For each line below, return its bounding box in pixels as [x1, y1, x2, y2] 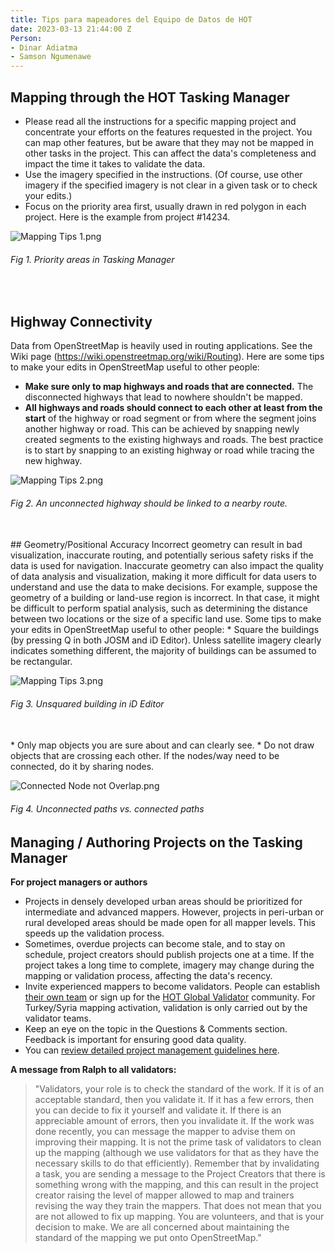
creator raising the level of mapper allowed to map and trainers [34, 1189, 295, 1201]
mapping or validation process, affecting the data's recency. [24, 969, 273, 981]
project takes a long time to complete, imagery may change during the [24, 959, 315, 971]
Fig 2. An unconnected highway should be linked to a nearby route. [10, 497, 288, 509]
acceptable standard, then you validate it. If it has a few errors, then [34, 1093, 315, 1105]
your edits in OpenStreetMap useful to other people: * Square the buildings [10, 624, 320, 636]
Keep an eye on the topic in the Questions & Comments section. [24, 1022, 288, 1035]
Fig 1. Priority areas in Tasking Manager [10, 253, 175, 265]
